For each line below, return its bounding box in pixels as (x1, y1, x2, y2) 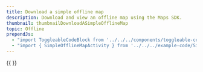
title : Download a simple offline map (6, 8, 104, 15)
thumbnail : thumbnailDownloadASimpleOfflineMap (6, 20, 129, 26)
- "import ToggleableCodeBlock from (11, 37, 104, 43)
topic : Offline (6, 25, 45, 32)
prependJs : (6, 31, 34, 38)
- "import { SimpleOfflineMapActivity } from (11, 43, 129, 49)
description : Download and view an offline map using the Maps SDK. (6, 15, 182, 21)
